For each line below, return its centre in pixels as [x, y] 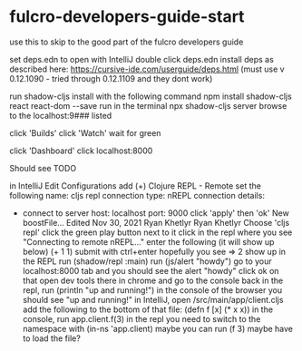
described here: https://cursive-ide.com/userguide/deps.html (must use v [147, 69]
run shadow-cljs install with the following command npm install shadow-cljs [151, 96]
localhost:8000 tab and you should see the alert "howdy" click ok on [151, 270]
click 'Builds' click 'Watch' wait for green [85, 132]
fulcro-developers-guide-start [127, 17]
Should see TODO [43, 168]
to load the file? [52, 338]
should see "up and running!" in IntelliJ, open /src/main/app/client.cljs [153, 299]
